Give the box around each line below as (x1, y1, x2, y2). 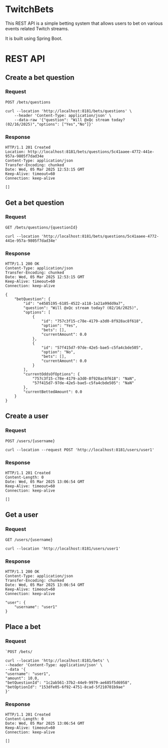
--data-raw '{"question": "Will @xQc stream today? (14, 117, 125, 122)
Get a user (5, 511, 38, 519)
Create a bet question (5, 73, 75, 82)
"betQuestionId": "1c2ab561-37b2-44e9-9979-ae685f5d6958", (5, 680, 132, 685)
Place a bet (5, 622, 41, 631)
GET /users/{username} (5, 537, 53, 542)
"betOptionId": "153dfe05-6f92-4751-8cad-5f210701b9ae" (5, 684, 125, 689)
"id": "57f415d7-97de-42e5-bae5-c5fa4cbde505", (41, 345, 143, 350)
